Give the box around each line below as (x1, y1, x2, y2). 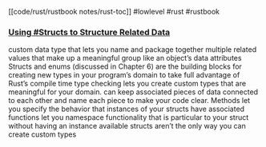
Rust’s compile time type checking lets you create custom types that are (8, 79, 247, 89)
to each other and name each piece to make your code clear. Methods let (8, 96, 251, 105)
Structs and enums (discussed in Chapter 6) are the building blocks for (8, 62, 243, 71)
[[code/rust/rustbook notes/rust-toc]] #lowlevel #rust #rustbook (8, 7, 220, 16)
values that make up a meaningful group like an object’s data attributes (8, 54, 242, 63)
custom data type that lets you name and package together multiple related (8, 45, 257, 54)
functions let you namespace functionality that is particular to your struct (8, 113, 249, 122)
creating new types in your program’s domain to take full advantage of (8, 70, 240, 80)
